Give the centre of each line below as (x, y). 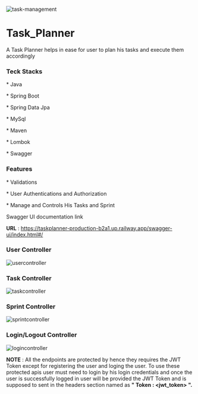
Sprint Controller (31, 307)
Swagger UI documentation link (45, 217)
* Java (14, 85)
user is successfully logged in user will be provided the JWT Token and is (96, 379)
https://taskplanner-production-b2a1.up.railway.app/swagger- (96, 228)
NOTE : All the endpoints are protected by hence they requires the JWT (94, 359)
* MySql (16, 119)
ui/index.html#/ (25, 234)
